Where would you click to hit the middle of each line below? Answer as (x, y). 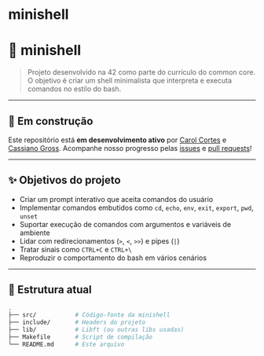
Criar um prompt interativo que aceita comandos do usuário (116, 199)
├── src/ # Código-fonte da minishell (89, 315)
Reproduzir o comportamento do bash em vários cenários (113, 258)
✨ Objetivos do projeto (64, 180)
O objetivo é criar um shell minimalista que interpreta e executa (130, 81)
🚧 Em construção (51, 121)
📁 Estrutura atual (50, 290)
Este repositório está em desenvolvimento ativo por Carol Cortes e (117, 140)
